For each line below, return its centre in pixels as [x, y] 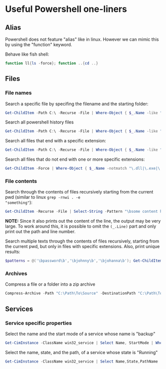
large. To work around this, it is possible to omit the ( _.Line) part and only [81, 226]
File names [19, 93]
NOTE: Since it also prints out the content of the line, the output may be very [83, 221]
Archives [16, 274]
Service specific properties [39, 323]
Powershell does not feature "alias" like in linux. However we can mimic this [82, 39]
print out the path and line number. [40, 232]
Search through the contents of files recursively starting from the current [79, 192]
